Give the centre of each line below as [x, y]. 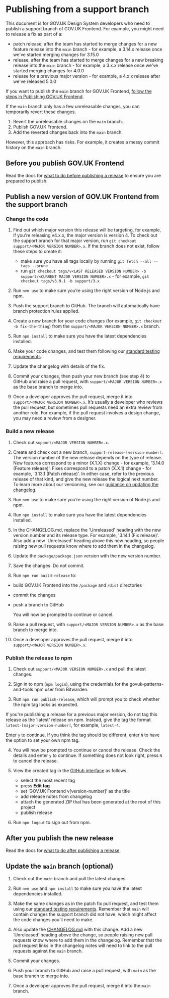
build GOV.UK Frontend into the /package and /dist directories [77, 585]
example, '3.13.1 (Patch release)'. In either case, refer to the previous [83, 473]
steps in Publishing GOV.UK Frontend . [45, 97]
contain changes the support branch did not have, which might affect [85, 914]
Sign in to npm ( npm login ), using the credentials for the [71, 684]
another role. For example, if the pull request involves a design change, [87, 413]
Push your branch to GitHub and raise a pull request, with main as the [84, 970]
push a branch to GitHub [38, 604]
